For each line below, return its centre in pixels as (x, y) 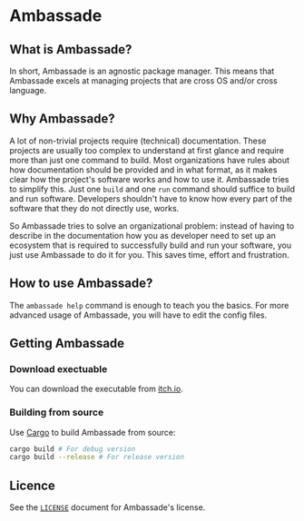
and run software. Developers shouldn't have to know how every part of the (151, 198)
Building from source (57, 412)
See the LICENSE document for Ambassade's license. (108, 507)
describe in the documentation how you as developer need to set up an (143, 235)
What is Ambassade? (71, 49)
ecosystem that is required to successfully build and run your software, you (151, 245)
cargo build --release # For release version (97, 457)
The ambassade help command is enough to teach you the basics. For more (149, 305)
